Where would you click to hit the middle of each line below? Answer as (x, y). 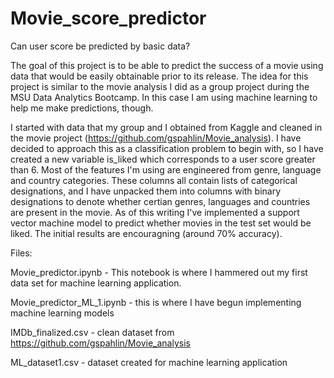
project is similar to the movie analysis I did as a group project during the (160, 86)
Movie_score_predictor (108, 18)
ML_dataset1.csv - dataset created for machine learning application (149, 362)
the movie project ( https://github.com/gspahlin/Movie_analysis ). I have (156, 138)
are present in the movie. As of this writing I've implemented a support (155, 212)
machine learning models (62, 313)
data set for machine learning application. (96, 283)
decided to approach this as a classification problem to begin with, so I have (167, 148)
